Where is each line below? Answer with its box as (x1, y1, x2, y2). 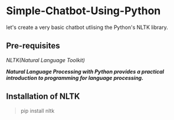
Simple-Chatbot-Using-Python (6, 4, 161, 18)
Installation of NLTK (6, 92, 80, 102)
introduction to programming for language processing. (6, 74, 144, 81)
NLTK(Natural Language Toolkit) (6, 56, 86, 63)
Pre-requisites (6, 41, 60, 51)
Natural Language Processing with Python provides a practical (6, 68, 165, 75)
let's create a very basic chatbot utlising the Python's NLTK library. (6, 24, 168, 31)
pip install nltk (20, 107, 55, 114)
